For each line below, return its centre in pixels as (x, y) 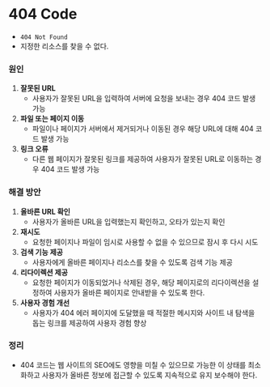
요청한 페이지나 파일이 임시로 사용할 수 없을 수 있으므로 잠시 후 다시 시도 (145, 242)
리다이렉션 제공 (44, 272)
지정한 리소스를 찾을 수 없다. (64, 46)
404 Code (43, 14)
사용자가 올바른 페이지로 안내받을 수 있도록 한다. (129, 292)
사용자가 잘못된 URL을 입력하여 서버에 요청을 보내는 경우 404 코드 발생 (144, 99)
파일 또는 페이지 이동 (52, 119)
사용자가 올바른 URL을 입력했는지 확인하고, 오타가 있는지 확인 (129, 221)
